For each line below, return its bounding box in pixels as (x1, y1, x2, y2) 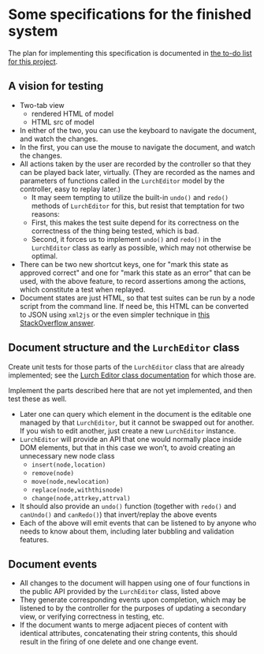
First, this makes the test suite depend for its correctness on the (31, 217, 240, 227)
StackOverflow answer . (19, 318, 96, 328)
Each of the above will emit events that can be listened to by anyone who (19, 518, 257, 527)
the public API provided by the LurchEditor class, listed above (19, 587, 221, 596)
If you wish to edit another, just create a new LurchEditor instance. (19, 425, 236, 435)
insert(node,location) (31, 461, 106, 469)
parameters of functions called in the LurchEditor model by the (19, 176, 225, 185)
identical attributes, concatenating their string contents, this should (19, 629, 238, 638)
